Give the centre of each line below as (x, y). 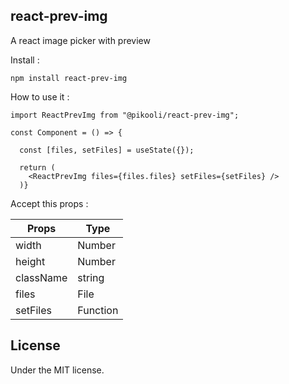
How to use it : (40, 96)
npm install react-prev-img (69, 78)
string (91, 277)
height (30, 261)
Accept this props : (49, 203)
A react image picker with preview (80, 40)
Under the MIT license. (57, 370)
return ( (37, 167)
